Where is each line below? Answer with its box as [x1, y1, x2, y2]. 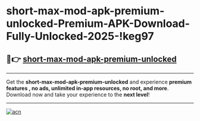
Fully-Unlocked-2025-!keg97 [6, 30, 154, 43]
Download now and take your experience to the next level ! [6, 91, 150, 98]
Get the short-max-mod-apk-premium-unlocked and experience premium [6, 79, 192, 85]
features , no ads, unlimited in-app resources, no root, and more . [6, 85, 169, 92]
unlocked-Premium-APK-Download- [6, 17, 190, 30]
